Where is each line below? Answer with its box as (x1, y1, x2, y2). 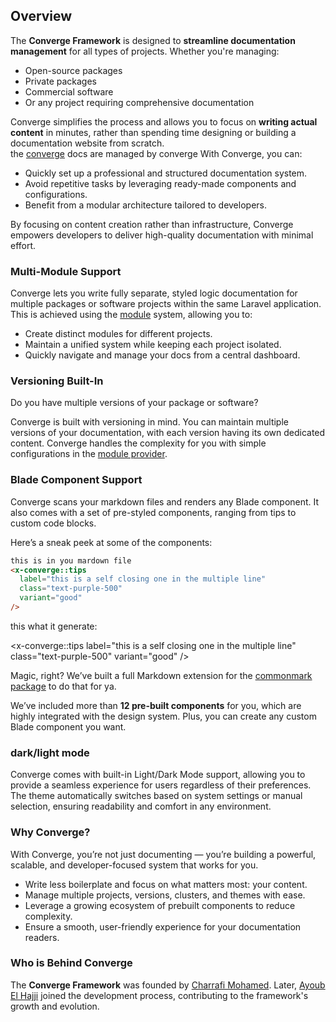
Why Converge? (10, 825, 91, 839)
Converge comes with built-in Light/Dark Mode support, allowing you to (10, 769, 306, 781)
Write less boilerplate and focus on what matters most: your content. (24, 878, 308, 890)
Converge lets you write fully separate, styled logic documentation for (10, 287, 298, 299)
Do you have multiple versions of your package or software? (10, 397, 259, 409)
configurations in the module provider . (10, 448, 168, 460)
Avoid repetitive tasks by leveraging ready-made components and (24, 177, 297, 189)
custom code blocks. (10, 517, 97, 529)
